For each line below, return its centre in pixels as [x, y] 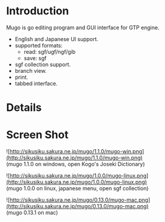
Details [24, 108]
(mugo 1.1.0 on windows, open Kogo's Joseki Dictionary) [76, 164]
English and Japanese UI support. [56, 39]
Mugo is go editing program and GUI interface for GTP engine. [83, 27]
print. [22, 77]
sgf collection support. [43, 64]
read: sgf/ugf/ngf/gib [50, 51]
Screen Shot [37, 135]
